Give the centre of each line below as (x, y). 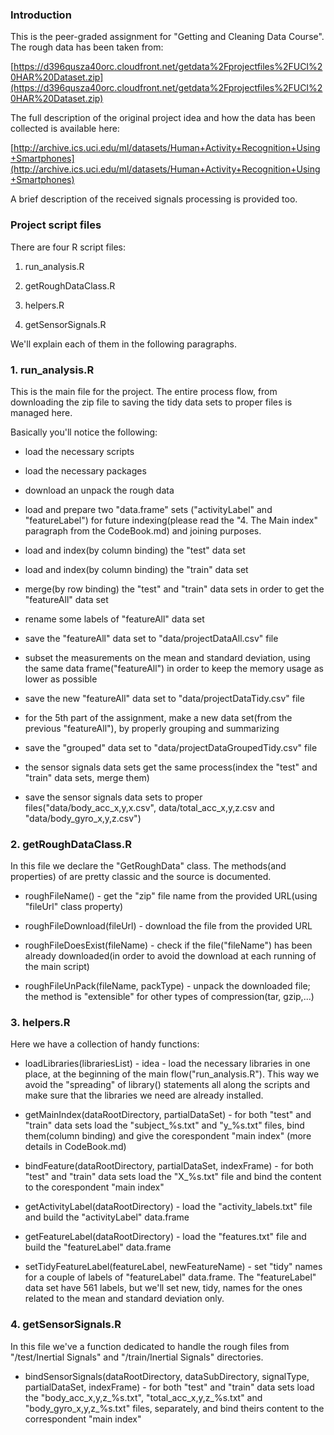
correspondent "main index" (83, 1419)
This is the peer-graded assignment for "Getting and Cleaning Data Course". (167, 37)
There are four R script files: (68, 247)
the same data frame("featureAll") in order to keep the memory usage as (174, 668)
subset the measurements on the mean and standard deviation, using (167, 657)
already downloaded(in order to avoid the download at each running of (170, 956)
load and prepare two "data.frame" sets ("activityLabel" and (148, 509)
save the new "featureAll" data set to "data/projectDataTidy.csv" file (164, 698)
